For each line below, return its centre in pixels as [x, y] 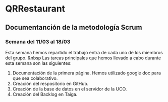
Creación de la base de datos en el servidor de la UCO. [70, 89]
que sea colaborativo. [35, 78]
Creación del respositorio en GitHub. [50, 83]
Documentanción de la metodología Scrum [74, 27]
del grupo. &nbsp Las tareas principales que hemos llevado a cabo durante [83, 58]
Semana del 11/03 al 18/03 [38, 42]
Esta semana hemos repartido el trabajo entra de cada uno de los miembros [84, 52]
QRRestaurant [35, 9]
